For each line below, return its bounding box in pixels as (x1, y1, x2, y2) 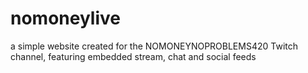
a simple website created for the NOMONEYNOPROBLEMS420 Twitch (10, 40, 298, 52)
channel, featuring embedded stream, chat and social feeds (10, 50, 257, 62)
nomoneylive (10, 7, 121, 30)
